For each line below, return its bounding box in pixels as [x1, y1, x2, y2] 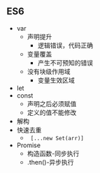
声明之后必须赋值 [27, 99, 77, 107]
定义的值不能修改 [27, 108, 77, 116]
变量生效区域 [37, 76, 75, 84]
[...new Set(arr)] [30, 135, 85, 142]
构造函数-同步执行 [27, 149, 80, 158]
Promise [16, 141, 41, 149]
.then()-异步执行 [27, 158, 74, 166]
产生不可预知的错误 [37, 59, 94, 67]
